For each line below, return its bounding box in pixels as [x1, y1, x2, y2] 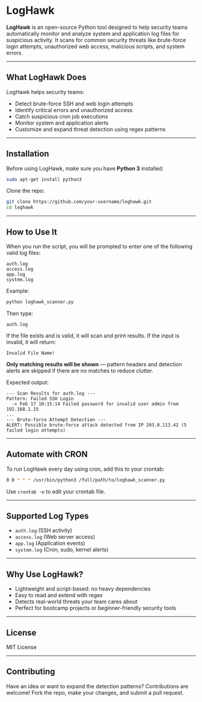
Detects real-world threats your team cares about [14, 598, 138, 606]
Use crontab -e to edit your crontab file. [6, 487, 106, 495]
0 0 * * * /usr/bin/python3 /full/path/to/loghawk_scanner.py [6, 477, 165, 483]
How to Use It [6, 227, 57, 237]
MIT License [6, 644, 37, 651]
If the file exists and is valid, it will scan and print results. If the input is [6, 332, 180, 339]
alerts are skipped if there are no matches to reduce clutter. [6, 367, 153, 374]
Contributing [6, 666, 55, 677]
